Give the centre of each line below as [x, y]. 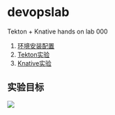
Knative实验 [34, 63]
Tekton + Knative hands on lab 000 [58, 31]
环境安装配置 [36, 45]
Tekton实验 [33, 54]
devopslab [38, 12]
